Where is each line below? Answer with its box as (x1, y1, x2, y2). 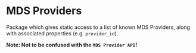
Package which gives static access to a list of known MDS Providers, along (6, 24, 191, 31)
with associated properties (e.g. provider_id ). (6, 29, 119, 37)
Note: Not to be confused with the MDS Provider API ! (6, 41, 138, 48)
